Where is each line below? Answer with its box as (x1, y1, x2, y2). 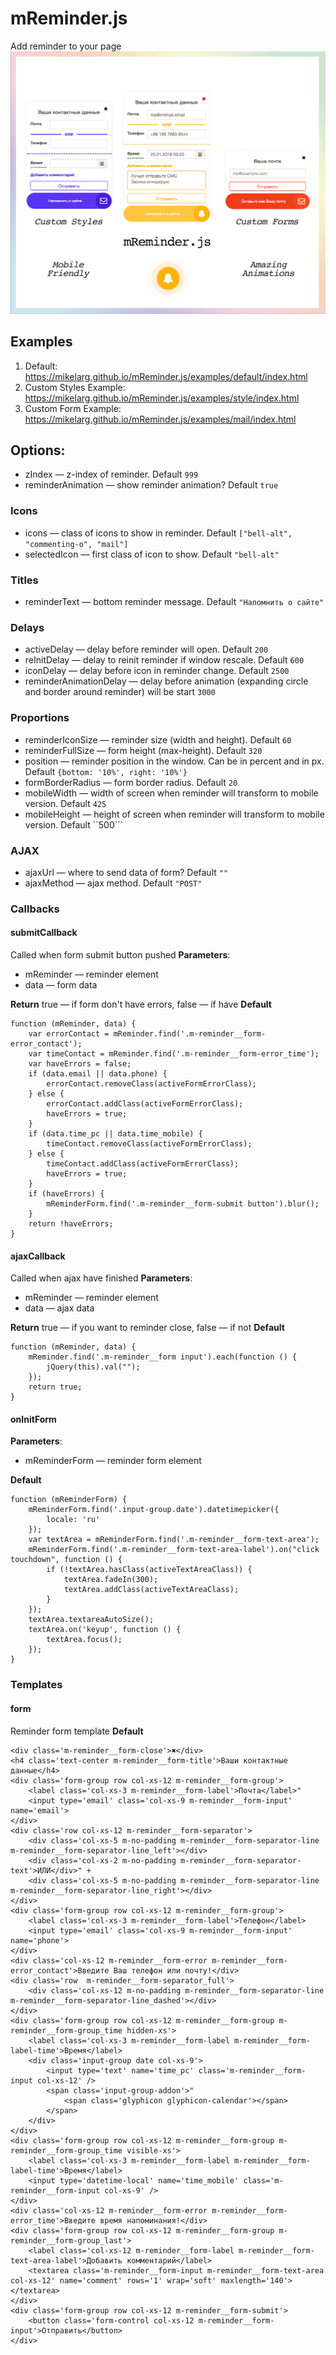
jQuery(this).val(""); (46, 1362, 141, 1372)
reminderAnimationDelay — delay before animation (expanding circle (24, 675, 309, 687)
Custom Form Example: (24, 402, 122, 414)
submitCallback (10, 927, 78, 939)
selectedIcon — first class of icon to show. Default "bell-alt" (24, 548, 280, 560)
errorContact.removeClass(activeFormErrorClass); (46, 1079, 257, 1089)
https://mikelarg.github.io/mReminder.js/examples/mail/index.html (24, 413, 297, 425)
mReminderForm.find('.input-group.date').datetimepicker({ (28, 1505, 280, 1515)
